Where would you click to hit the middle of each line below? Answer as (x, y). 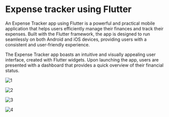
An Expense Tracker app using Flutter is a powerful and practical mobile (80, 23)
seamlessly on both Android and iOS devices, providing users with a (76, 39)
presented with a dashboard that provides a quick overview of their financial (84, 65)
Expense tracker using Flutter (69, 9)
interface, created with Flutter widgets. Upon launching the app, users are (82, 60)
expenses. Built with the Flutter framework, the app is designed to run (78, 34)
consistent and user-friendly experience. (47, 44)
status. (12, 70)
